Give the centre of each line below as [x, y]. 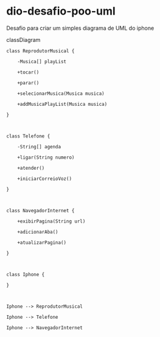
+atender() [31, 168]
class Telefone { [28, 136]
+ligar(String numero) [46, 157]
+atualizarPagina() [42, 242]
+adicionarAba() [38, 232]
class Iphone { [26, 274]
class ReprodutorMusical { [40, 51]
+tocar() [28, 72]
